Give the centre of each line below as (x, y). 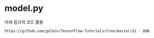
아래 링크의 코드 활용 (24, 22)
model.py (24, 8)
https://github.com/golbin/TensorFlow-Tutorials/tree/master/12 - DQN (77, 31)
